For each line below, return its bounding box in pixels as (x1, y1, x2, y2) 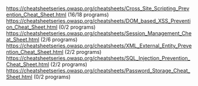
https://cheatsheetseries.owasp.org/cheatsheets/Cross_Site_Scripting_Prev (6, 5, 190, 12)
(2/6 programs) (40, 36, 78, 43)
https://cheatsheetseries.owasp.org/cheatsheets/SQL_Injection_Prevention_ (6, 55, 190, 61)
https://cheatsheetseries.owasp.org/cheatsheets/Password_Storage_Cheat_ (6, 67, 190, 74)
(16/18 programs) (67, 11, 109, 18)
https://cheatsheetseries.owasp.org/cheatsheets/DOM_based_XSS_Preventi (6, 18, 191, 24)
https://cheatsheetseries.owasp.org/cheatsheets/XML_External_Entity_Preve (6, 42, 192, 49)
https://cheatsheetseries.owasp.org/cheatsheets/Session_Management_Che (6, 30, 192, 37)
